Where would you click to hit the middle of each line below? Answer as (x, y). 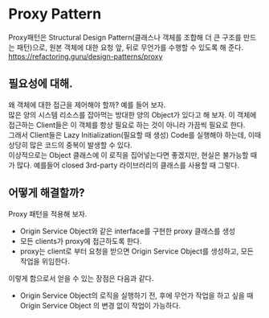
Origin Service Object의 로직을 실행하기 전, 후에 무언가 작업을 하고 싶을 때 (137, 295)
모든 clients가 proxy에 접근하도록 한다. (81, 241)
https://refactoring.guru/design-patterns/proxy (86, 56)
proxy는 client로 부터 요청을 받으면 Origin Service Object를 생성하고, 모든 (137, 251)
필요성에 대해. (41, 84)
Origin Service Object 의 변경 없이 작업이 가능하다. (100, 305)
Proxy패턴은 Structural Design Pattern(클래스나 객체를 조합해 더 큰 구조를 (125, 37)
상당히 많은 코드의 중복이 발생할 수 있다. (70, 145)
